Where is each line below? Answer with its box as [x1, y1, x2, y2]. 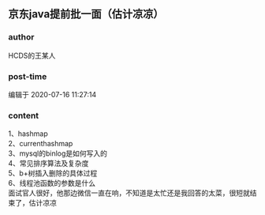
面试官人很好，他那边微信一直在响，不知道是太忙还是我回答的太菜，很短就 [8, 188, 250, 198]
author [8, 32, 35, 43]
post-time [8, 70, 47, 81]
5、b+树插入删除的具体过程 [8, 168, 98, 178]
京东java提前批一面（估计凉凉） [8, 7, 164, 21]
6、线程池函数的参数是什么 [8, 179, 96, 188]
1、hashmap [8, 129, 49, 138]
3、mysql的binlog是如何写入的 [8, 149, 108, 158]
